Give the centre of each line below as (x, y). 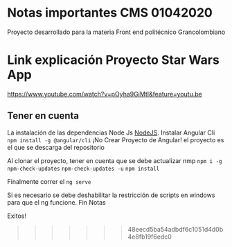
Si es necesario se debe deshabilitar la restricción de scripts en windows (111, 195)
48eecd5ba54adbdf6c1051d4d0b (176, 229)
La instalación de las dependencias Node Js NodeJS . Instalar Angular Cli (111, 133)
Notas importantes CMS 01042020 (110, 13)
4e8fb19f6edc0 (150, 237)
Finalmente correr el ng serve (49, 181)
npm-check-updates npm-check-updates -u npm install (83, 169)
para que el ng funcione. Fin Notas (56, 202)
